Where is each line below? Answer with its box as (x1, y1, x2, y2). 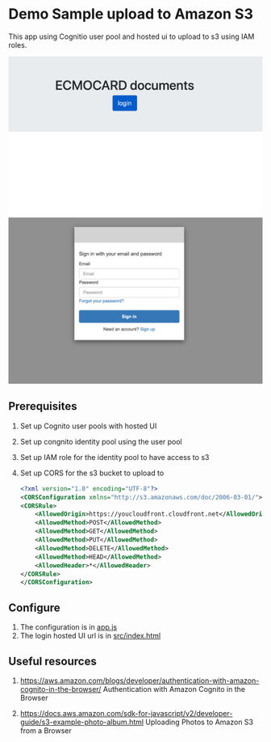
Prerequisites (8, 399, 77, 413)
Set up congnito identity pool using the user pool (19, 436, 183, 446)
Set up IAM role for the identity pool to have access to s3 (19, 452, 210, 462)
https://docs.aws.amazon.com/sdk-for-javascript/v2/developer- (19, 708, 233, 718)
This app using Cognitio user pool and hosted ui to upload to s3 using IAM (8, 32, 255, 41)
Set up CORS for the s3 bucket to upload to (19, 468, 165, 478)
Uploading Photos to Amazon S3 (144, 717, 254, 727)
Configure (8, 601, 60, 614)
